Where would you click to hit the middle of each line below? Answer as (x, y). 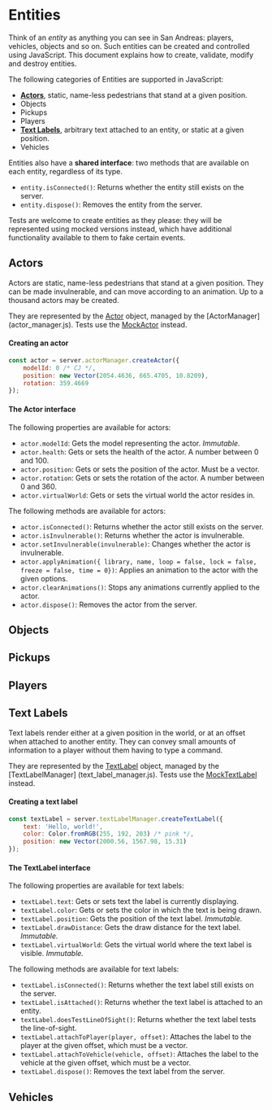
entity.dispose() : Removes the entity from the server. (111, 204)
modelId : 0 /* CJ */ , (59, 368)
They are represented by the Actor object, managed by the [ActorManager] (134, 316)
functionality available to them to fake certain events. (97, 237)
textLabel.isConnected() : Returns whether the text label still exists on (137, 985)
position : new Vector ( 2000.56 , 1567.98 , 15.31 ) (105, 842)
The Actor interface (42, 409)
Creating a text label (43, 802)
